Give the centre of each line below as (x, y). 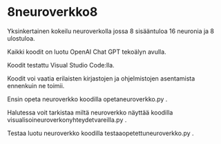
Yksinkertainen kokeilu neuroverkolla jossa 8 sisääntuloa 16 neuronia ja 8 (111, 31)
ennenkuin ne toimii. (36, 85)
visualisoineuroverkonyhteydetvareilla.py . (67, 120)
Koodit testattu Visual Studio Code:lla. (61, 65)
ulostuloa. (21, 38)
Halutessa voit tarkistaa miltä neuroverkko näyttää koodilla (90, 112)
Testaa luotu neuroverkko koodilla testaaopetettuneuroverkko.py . (101, 133)
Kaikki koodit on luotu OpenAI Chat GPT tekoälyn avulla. (87, 52)
